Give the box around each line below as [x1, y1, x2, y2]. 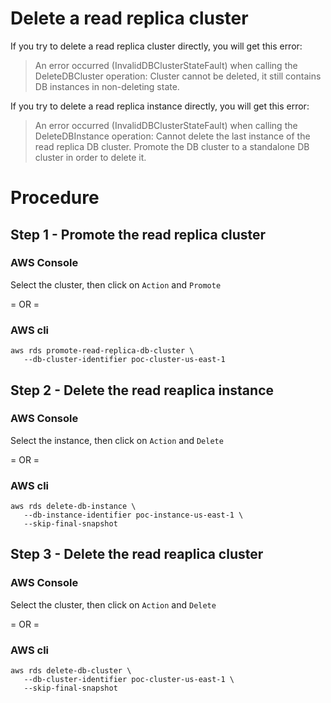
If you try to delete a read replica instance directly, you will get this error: [10, 100, 310, 112]
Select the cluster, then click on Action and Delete [10, 598, 217, 611]
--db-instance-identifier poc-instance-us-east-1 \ [23, 510, 244, 521]
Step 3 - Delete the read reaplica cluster [10, 546, 264, 563]
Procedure [10, 187, 100, 209]
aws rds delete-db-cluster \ [10, 666, 132, 676]
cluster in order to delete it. [34, 151, 147, 163]
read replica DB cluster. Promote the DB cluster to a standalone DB [34, 140, 310, 152]
